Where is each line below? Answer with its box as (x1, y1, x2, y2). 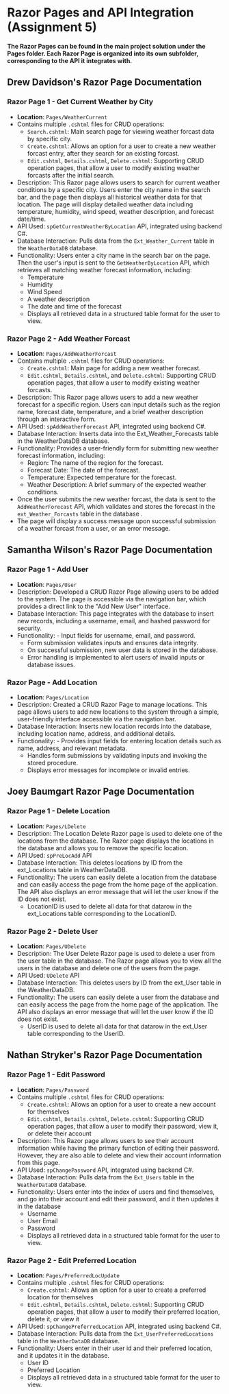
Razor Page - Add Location (7, 677, 98, 687)
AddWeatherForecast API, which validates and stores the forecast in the (16, 502, 215, 510)
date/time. (16, 215, 46, 223)
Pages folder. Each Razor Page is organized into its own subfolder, (7, 49, 199, 58)
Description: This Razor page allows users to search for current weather (16, 178, 221, 187)
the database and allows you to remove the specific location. (16, 843, 189, 852)
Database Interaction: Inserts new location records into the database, (16, 722, 212, 730)
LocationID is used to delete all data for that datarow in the (27, 902, 193, 910)
